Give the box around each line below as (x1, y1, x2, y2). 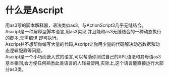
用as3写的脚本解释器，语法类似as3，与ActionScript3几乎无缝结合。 (5, 22, 146, 28)
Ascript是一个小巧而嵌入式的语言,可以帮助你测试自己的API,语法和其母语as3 (5, 53, 161, 59)
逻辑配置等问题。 (9, 47, 45, 53)
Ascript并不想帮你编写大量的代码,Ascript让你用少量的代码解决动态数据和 (5, 41, 156, 47)
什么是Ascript (5, 5, 64, 16)
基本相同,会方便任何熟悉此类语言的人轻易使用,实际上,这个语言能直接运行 (5, 60, 155, 66)
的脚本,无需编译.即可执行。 (5, 35, 62, 41)
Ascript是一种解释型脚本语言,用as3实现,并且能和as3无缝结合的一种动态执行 (5, 28, 161, 34)
